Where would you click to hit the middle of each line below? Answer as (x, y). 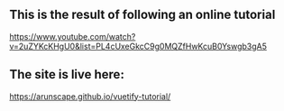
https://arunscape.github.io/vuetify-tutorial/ (90, 96)
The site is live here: (67, 74)
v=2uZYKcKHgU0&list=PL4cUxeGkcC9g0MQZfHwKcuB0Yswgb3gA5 (138, 46)
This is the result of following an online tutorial (142, 15)
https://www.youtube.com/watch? (73, 36)
